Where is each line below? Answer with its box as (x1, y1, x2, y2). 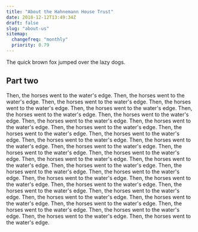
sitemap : (6, 31, 28, 37)
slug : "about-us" (6, 25, 50, 32)
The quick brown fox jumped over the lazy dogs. (6, 58, 126, 66)
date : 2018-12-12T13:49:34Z (6, 14, 77, 20)
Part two (6, 76, 39, 86)
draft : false (6, 20, 39, 26)
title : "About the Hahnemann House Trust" (6, 8, 114, 15)
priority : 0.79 (11, 42, 50, 48)
